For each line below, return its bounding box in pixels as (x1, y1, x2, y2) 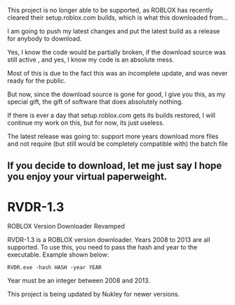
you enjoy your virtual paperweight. (7, 171, 168, 183)
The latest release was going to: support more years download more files (7, 133, 219, 140)
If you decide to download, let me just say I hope (7, 160, 222, 172)
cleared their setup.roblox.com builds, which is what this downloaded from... (7, 13, 229, 22)
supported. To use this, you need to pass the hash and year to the (7, 243, 198, 252)
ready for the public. (7, 76, 67, 85)
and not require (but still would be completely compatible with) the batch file (7, 140, 228, 148)
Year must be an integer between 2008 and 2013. (7, 276, 151, 285)
